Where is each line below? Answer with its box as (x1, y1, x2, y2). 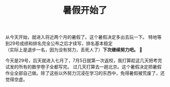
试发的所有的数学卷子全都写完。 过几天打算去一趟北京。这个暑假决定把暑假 (5, 64, 162, 70)
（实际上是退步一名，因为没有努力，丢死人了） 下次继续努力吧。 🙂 (5, 47, 143, 53)
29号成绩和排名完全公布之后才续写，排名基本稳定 (9, 40, 113, 47)
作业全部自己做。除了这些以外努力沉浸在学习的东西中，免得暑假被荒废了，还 (5, 70, 165, 76)
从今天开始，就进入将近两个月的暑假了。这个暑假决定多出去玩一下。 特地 (5, 34, 157, 40)
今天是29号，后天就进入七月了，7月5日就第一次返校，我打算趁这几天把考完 (5, 58, 162, 64)
